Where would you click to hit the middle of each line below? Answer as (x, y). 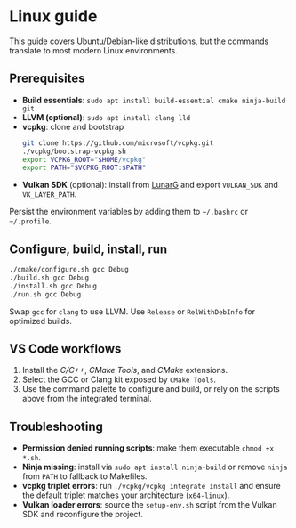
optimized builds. (41, 321)
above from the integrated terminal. (87, 399)
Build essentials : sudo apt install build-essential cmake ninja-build (154, 100)
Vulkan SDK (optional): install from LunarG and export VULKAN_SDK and (150, 185)
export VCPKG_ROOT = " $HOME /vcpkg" (84, 159)
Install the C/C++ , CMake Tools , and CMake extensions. (125, 370)
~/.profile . (30, 221)
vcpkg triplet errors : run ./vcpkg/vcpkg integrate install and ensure (152, 486)
